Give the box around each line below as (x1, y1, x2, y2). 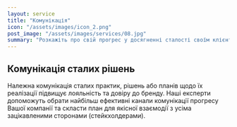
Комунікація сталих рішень (7, 63, 135, 75)
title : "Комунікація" (7, 17, 71, 24)
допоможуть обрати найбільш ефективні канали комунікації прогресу (7, 96, 219, 104)
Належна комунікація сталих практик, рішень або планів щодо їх (7, 81, 203, 90)
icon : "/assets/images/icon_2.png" (7, 23, 112, 30)
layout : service (7, 10, 55, 18)
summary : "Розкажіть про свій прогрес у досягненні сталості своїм (7, 37, 210, 44)
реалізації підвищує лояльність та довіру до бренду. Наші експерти (7, 89, 212, 97)
